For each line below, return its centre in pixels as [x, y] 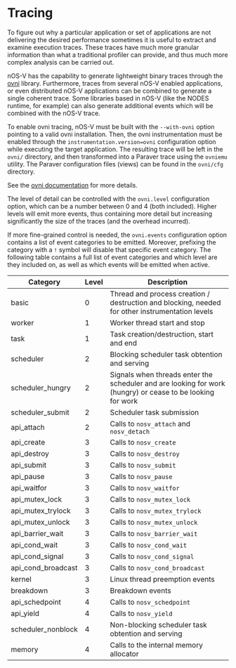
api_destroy [30, 453]
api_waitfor [29, 487]
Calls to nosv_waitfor [145, 487]
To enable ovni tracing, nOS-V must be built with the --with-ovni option [111, 126]
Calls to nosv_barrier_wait [154, 533]
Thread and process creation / [160, 294]
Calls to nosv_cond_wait [149, 544]
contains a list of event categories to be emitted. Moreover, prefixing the [112, 242]
